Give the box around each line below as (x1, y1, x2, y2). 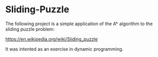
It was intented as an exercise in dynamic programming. (5, 46, 124, 52)
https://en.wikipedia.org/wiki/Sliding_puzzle (5, 36, 98, 42)
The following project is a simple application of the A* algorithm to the (5, 21, 153, 27)
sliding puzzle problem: (5, 26, 55, 32)
